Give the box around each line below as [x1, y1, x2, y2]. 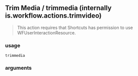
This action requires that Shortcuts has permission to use [17, 25, 133, 30]
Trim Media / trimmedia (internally [5, 4, 112, 12]
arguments [5, 65, 32, 72]
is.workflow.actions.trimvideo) [5, 12, 102, 20]
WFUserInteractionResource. [17, 29, 76, 36]
